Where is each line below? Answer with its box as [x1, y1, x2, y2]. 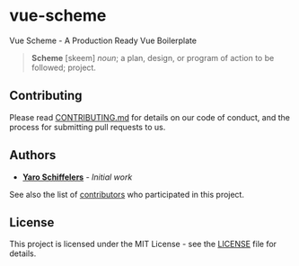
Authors [9, 147, 57, 163]
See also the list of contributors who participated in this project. [9, 189, 245, 199]
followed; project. [31, 62, 97, 73]
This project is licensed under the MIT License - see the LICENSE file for [9, 239, 277, 250]
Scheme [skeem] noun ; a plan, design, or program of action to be [31, 52, 275, 63]
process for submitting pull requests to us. [9, 121, 166, 132]
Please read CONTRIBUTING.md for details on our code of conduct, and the [9, 111, 290, 122]
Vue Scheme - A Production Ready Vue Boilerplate [9, 35, 198, 46]
